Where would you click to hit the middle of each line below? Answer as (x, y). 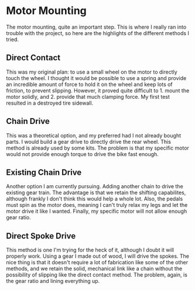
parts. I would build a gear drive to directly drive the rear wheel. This (89, 141)
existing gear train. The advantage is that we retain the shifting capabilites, (96, 193)
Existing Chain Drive (44, 172)
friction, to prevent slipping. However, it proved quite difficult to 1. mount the (98, 90)
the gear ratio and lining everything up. (53, 281)
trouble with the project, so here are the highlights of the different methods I (97, 33)
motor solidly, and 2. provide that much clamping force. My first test (88, 96)
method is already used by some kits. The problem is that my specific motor (97, 148)
